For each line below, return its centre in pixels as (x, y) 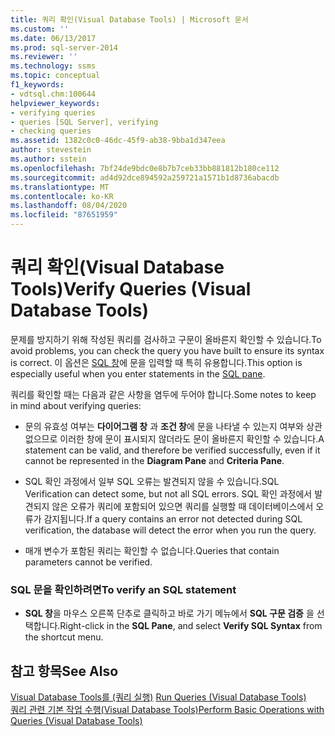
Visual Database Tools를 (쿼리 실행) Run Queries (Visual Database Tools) (158, 697)
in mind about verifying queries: (76, 405)
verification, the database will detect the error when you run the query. (170, 530)
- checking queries (51, 131)
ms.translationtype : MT (60, 187)
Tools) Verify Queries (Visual (131, 289)
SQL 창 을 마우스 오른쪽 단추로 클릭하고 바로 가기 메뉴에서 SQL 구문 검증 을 (169, 613)
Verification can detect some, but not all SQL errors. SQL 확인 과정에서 (168, 493)
